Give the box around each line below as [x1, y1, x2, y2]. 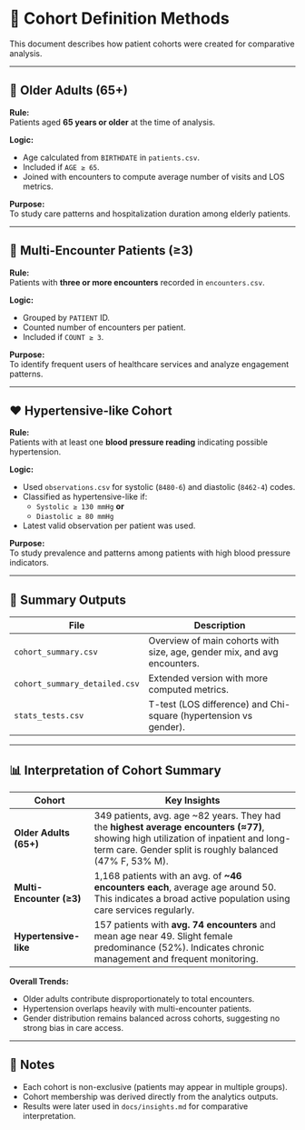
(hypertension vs [180, 709, 252, 722]
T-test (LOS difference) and [148, 698, 269, 711]
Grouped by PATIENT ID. [22, 312, 111, 323]
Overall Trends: [9, 976, 70, 986]
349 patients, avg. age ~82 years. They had [93, 809, 281, 822]
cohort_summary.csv [14, 647, 98, 657]
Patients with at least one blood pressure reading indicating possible [9, 436, 268, 448]
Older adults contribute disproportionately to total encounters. [22, 994, 255, 1004]
